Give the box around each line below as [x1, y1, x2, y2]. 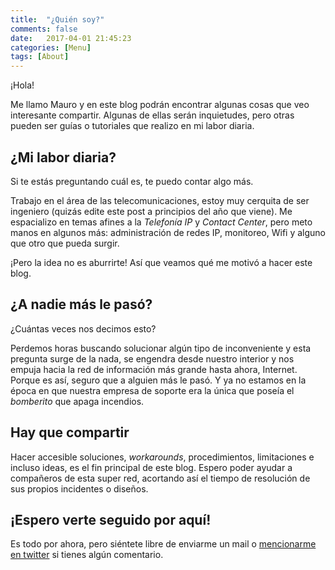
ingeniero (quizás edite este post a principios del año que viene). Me [10, 205, 293, 217]
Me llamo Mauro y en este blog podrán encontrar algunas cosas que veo [10, 99, 310, 111]
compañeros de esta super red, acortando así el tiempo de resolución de [10, 472, 311, 484]
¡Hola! [10, 79, 35, 91]
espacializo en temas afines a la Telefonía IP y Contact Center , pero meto [10, 216, 313, 228]
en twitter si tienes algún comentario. [10, 549, 164, 561]
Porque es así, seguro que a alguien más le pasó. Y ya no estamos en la [10, 374, 307, 386]
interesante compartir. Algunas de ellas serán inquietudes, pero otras [10, 109, 295, 121]
